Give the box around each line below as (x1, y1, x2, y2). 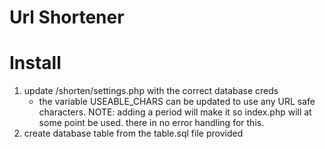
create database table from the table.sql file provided (23, 127, 244, 140)
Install (9, 52, 62, 75)
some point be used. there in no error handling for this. (38, 117, 265, 129)
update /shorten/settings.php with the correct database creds (23, 85, 279, 97)
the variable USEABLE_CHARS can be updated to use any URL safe (38, 96, 316, 108)
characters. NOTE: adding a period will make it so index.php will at (38, 106, 312, 118)
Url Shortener (9, 6, 125, 29)
